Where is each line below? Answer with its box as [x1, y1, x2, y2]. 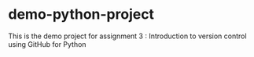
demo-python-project [8, 5, 155, 23]
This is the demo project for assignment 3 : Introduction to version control [8, 31, 247, 41]
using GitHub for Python [8, 39, 87, 48]
